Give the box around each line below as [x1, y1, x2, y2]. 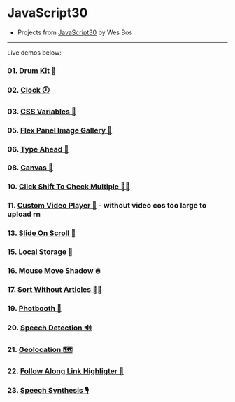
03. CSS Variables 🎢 [7, 107, 77, 116]
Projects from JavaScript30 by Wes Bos [17, 28, 133, 36]
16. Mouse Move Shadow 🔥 [7, 266, 101, 276]
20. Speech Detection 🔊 [7, 323, 92, 333]
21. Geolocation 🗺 [7, 344, 73, 354]
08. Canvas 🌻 [7, 163, 54, 173]
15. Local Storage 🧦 [7, 247, 73, 257]
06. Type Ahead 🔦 [7, 144, 69, 154]
